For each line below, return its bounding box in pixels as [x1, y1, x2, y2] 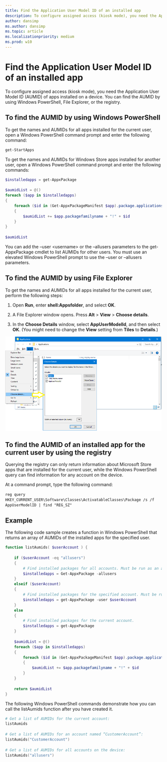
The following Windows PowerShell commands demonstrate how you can [5, 700, 156, 706]
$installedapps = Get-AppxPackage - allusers [23, 571, 117, 576]
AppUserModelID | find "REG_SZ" [5, 503, 72, 508]
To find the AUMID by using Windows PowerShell [5, 113, 161, 122]
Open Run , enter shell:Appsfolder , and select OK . [12, 302, 116, 308]
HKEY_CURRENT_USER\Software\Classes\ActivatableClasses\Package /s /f [5, 497, 155, 503]
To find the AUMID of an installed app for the [5, 440, 146, 449]
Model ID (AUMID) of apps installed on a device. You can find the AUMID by [5, 93, 161, 99]
